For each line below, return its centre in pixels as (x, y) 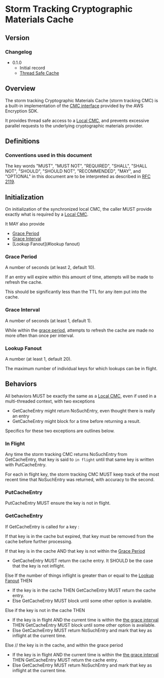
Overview (20, 89)
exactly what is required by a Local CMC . (47, 214)
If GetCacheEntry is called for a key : (42, 527)
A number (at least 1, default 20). (38, 359)
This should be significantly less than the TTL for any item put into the (76, 292)
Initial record (32, 68)
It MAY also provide (25, 224)
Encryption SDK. (22, 111)
